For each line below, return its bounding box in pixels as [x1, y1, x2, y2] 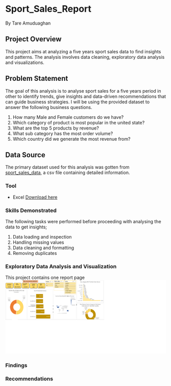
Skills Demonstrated [5, 207, 57, 214]
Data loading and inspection [12, 233, 72, 240]
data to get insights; [5, 224, 47, 230]
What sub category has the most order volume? [12, 130, 113, 136]
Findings [5, 361, 28, 369]
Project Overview [5, 35, 62, 44]
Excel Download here [12, 194, 58, 200]
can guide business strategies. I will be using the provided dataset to [5, 98, 150, 105]
